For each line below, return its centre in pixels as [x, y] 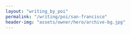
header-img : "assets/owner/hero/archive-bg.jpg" [65, 22]
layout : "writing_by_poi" [37, 11]
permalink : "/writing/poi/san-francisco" [56, 17]
